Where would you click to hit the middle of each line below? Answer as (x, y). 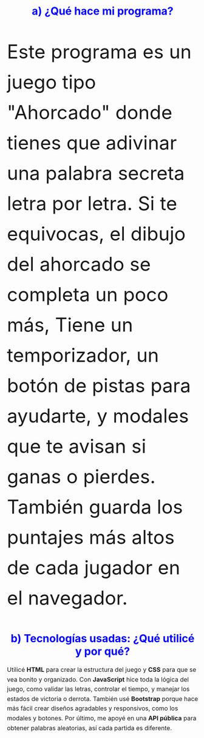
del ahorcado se (79, 264)
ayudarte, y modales (98, 416)
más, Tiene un (70, 325)
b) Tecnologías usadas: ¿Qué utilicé (103, 639)
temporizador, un (83, 355)
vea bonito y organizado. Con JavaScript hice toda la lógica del (98, 679)
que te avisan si (76, 446)
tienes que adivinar (92, 143)
